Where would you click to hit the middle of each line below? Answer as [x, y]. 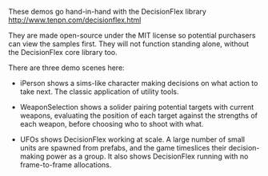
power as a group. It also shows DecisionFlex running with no [147, 156]
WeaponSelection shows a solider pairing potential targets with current [137, 107]
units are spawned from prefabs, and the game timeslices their [123, 148]
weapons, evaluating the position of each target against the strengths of [139, 115]
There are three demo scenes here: [67, 68]
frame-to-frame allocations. [66, 165]
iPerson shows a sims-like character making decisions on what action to [139, 83]
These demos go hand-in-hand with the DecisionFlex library [107, 12]
